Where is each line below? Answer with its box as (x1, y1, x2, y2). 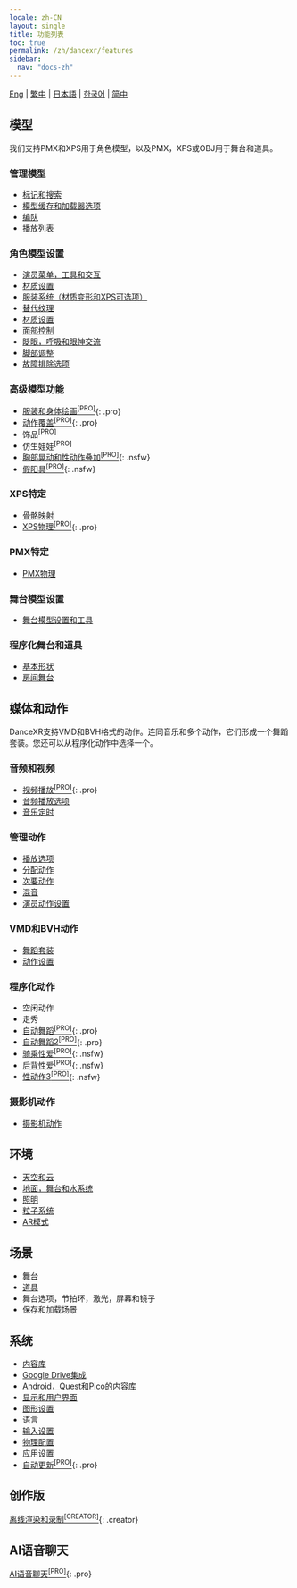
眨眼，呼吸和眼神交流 (21, 336, 101, 347)
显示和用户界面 (21, 1392, 78, 1403)
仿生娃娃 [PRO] (21, 439, 73, 452)
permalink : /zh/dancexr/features (9, 46, 134, 55)
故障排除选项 (21, 359, 70, 369)
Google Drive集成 (21, 1370, 87, 1381)
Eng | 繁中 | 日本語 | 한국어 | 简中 (9, 89, 128, 99)
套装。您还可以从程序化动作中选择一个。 (9, 738, 158, 748)
